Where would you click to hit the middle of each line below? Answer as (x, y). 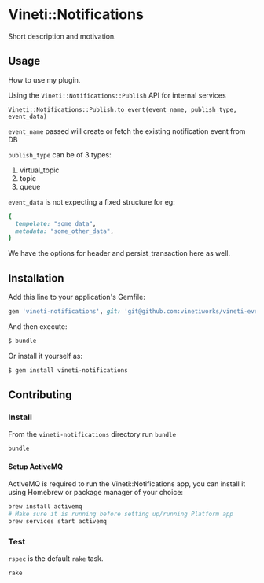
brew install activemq (45, 507)
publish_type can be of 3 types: (60, 154)
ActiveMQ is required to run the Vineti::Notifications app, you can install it (127, 484)
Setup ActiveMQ (36, 467)
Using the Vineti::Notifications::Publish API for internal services (117, 95)
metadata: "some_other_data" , (64, 231)
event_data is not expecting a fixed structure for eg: (92, 201)
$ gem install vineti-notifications (68, 370)
